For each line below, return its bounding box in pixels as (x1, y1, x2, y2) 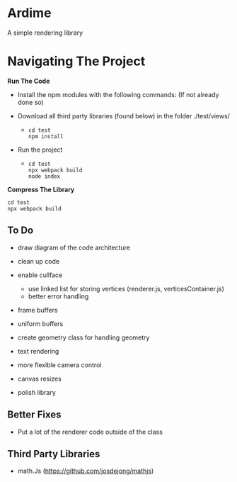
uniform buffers (17, 319, 64, 327)
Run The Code (7, 77, 50, 85)
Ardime (7, 5, 52, 21)
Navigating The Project (7, 53, 146, 69)
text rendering (17, 347, 59, 355)
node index (28, 172, 61, 180)
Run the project (17, 145, 63, 154)
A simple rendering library (7, 28, 83, 37)
